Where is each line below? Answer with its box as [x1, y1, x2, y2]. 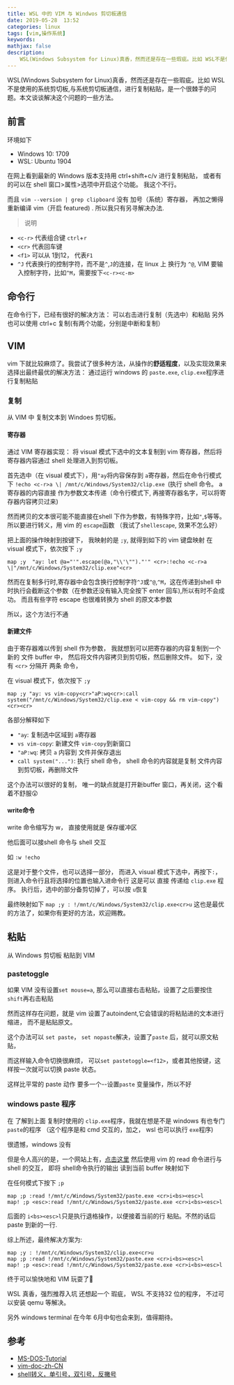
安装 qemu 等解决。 [13, 1298, 70, 1307]
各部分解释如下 [7, 716, 50, 724]
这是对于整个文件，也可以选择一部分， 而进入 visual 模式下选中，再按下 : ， [7, 868, 221, 876]
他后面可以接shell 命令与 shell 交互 [7, 838, 107, 846]
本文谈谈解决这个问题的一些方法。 [19, 93, 117, 101]
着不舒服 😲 [7, 789, 38, 797]
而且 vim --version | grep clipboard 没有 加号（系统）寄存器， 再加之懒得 [7, 195, 224, 203]
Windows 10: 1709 [17, 150, 70, 158]
